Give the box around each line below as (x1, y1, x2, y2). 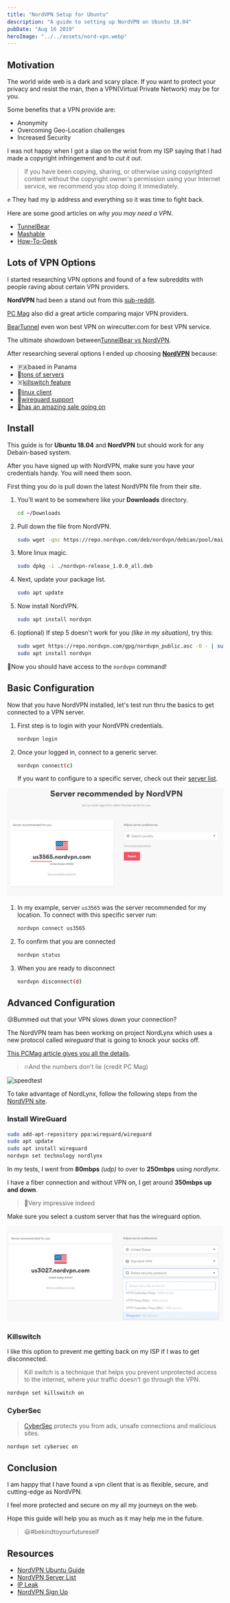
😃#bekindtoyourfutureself (23, 1528, 100, 1536)
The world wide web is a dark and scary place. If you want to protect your (7, 78, 216, 86)
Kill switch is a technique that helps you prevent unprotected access (23, 1368, 218, 1377)
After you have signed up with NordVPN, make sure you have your (7, 461, 195, 469)
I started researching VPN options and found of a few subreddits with (7, 275, 204, 284)
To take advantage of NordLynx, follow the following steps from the (7, 1090, 198, 1098)
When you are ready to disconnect (16, 964, 115, 972)
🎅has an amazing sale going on (16, 403, 106, 411)
